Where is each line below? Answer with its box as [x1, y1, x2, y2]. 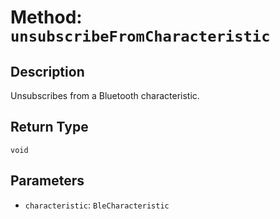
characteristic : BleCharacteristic [24, 199, 170, 211]
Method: [10, 6, 83, 29]
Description [10, 63, 85, 80]
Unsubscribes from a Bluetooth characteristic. [10, 90, 200, 101]
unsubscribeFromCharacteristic [10, 27, 271, 46]
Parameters [10, 172, 85, 190]
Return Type [10, 119, 89, 136]
